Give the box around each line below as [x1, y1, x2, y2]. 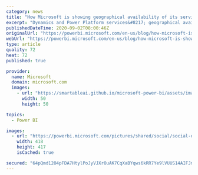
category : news [6, 8, 44, 15]
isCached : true [16, 150, 54, 156]
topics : [6, 112, 25, 117]
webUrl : [6, 36, 25, 42]
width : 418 [16, 139, 44, 144]
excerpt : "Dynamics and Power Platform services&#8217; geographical [6, 19, 181, 25]
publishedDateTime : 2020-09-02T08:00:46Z [6, 25, 110, 31]
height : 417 [16, 144, 46, 150]
